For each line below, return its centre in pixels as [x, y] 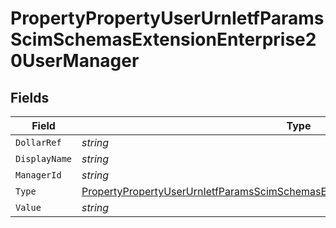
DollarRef [38, 142]
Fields [30, 97]
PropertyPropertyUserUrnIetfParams [167, 18]
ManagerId [38, 175]
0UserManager [75, 61]
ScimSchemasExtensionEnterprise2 [163, 39]
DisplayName [44, 158]
